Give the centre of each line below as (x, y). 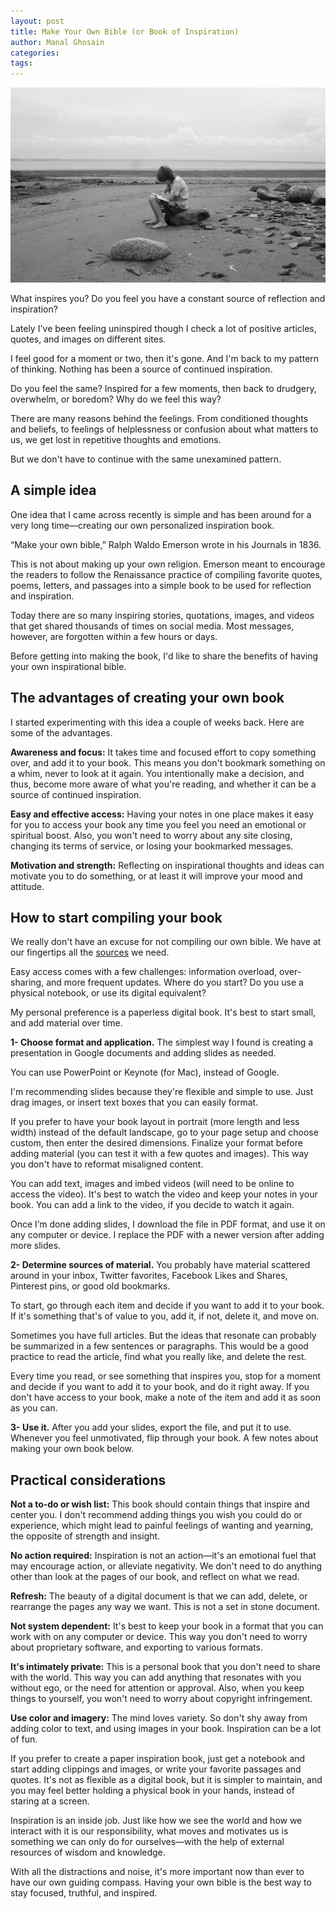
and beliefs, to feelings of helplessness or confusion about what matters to (164, 429)
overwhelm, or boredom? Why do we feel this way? (116, 399)
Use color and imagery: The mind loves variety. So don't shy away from (159, 1718)
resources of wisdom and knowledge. (88, 1852)
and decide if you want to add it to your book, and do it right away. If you (160, 1387)
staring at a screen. (50, 1801)
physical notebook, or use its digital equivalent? (108, 993)
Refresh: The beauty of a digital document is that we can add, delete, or (159, 1596)
